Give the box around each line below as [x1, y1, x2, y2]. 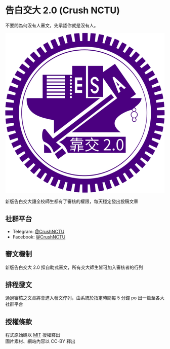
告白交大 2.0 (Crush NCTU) [5, 5, 120, 16]
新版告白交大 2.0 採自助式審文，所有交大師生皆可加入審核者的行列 [5, 264, 143, 270]
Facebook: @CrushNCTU [12, 234, 66, 240]
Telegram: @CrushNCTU [12, 228, 65, 234]
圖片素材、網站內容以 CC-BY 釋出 [5, 338, 76, 344]
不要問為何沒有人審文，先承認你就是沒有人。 [5, 22, 99, 28]
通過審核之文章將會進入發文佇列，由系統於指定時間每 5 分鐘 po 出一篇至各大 [5, 295, 165, 301]
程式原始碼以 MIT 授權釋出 [5, 332, 61, 338]
